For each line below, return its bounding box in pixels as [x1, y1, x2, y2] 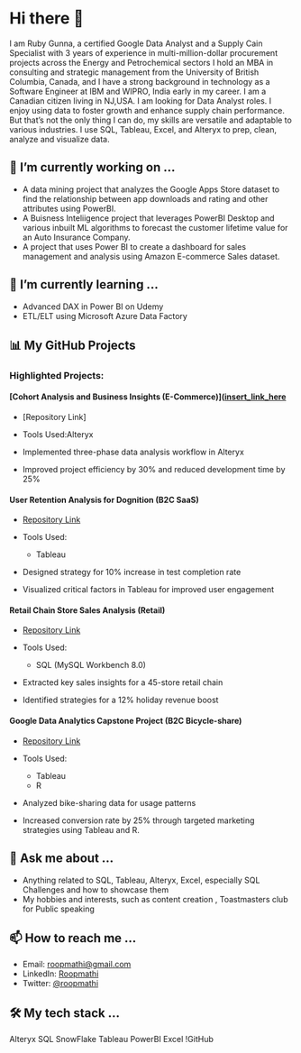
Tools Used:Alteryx [22, 429, 94, 440]
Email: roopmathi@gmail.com [22, 959, 132, 970]
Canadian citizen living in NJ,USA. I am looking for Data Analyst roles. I [9, 95, 272, 106]
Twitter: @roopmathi [22, 978, 99, 989]
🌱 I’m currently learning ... [9, 277, 160, 292]
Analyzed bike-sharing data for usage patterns [22, 797, 196, 808]
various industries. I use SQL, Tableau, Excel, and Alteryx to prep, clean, [9, 124, 278, 134]
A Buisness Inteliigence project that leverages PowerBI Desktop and [22, 212, 275, 224]
